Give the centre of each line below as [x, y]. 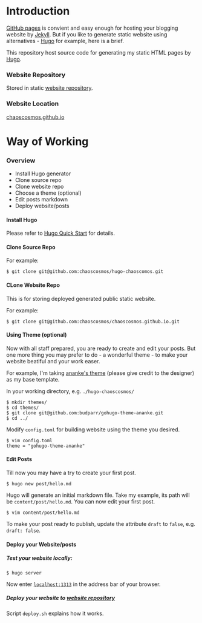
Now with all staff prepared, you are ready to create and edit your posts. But [101, 348]
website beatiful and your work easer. [53, 361]
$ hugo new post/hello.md [39, 484]
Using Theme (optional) [37, 335]
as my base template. [33, 379]
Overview [21, 160]
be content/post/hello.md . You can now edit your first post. [81, 502]
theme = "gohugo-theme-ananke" [46, 446]
